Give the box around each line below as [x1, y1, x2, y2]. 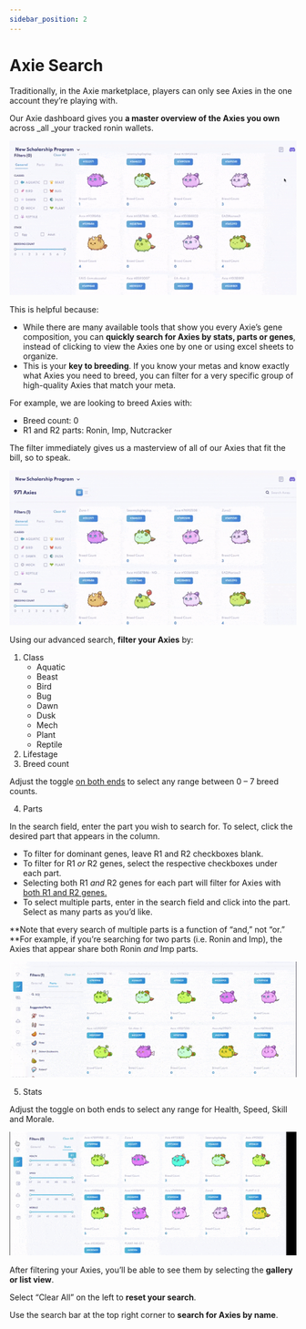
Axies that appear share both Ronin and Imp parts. [9, 944, 199, 955]
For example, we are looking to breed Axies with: [9, 397, 193, 408]
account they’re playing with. [9, 95, 118, 106]
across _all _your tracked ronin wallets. [9, 122, 154, 133]
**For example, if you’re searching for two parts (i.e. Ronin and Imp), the [9, 934, 283, 945]
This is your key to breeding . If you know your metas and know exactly [22, 360, 290, 371]
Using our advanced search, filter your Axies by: [9, 634, 194, 646]
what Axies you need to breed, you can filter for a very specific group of [22, 370, 294, 381]
